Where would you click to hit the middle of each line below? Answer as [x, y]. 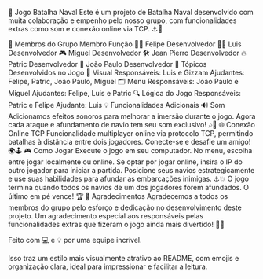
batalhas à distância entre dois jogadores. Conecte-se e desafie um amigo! [130, 142]
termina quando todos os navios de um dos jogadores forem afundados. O [129, 187]
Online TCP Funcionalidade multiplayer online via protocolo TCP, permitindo [131, 133]
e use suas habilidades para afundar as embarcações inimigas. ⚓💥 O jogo [129, 178]
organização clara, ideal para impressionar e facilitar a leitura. [108, 266]
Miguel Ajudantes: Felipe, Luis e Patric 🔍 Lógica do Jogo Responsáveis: [124, 93]
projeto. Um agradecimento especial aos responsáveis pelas [106, 216]
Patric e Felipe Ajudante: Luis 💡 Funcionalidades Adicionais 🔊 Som [117, 105]
